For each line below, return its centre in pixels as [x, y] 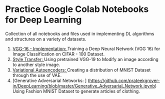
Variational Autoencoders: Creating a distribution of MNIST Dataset [81, 70]
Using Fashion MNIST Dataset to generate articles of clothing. [76, 91]
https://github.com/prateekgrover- [124, 80]
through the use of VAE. [37, 75]
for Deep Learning [43, 20]
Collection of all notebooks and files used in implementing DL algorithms [80, 33]
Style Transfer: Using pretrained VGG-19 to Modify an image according [85, 59]
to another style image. [36, 64]
